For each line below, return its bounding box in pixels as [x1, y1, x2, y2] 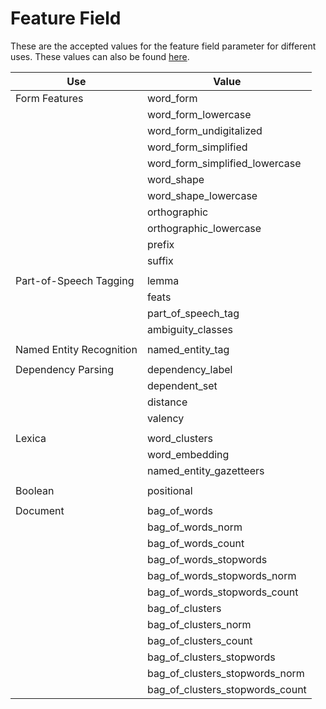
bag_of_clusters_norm [146, 617, 252, 631]
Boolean [15, 483, 55, 497]
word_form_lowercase [146, 107, 252, 121]
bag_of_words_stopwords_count [146, 585, 299, 599]
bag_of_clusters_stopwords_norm [146, 666, 305, 680]
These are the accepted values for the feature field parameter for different [10, 40, 317, 52]
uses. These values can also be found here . [10, 50, 190, 62]
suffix [146, 253, 174, 267]
